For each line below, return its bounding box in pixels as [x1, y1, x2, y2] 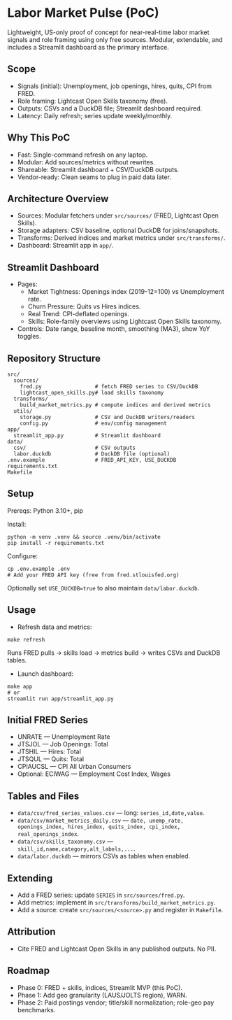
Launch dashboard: [17, 670, 74, 678]
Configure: [7, 551, 38, 560]
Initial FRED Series [7, 714, 89, 726]
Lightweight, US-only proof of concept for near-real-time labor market [7, 28, 210, 36]
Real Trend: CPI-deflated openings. [27, 310, 129, 318]
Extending [7, 872, 53, 884]
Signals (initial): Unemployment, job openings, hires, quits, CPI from [17, 82, 212, 90]
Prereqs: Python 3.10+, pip [7, 506, 84, 515]
